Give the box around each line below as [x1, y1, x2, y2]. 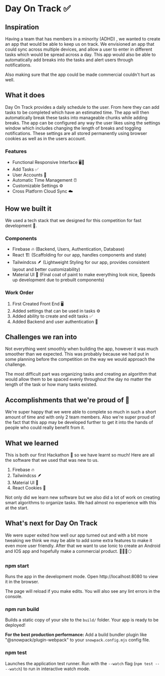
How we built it [5, 204, 52, 213]
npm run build [5, 606, 39, 612]
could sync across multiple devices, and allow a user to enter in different [5, 46, 153, 52]
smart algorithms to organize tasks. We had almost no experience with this [5, 499, 157, 505]
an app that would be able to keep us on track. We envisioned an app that [5, 41, 155, 47]
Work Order [5, 289, 34, 296]
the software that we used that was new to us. [5, 457, 99, 463]
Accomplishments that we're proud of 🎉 [5, 396, 130, 404]
